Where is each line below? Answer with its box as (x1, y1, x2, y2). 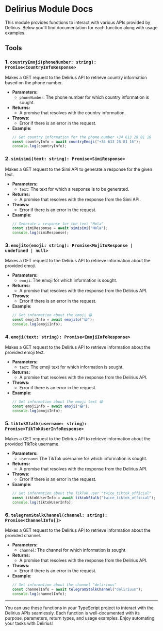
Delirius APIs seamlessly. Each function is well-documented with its (5, 610, 140, 616)
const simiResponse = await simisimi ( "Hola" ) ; (12, 226, 108, 231)
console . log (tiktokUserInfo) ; (12, 500, 74, 505)
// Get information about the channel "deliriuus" (12, 582, 117, 587)
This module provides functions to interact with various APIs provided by (5, 19, 150, 25)
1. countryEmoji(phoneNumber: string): (5, 58, 97, 65)
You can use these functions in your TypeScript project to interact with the (5, 605, 154, 611)
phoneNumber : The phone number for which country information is (19, 94, 149, 100)
